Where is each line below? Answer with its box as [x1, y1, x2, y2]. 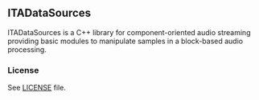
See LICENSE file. [7, 83, 66, 93]
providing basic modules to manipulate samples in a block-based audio [7, 36, 243, 46]
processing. [7, 44, 47, 54]
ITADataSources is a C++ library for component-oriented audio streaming [7, 27, 251, 37]
